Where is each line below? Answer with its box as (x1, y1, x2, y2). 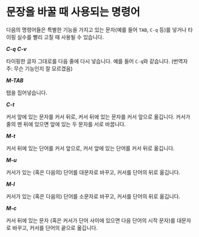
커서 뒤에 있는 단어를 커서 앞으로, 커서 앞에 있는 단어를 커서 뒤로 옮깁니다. (6, 145, 175, 152)
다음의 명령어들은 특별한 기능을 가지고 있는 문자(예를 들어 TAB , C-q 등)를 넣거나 (6, 26, 187, 33)
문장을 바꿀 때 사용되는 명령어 (6, 5, 140, 19)
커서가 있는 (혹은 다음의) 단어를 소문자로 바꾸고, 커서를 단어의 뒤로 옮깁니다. (6, 193, 181, 200)
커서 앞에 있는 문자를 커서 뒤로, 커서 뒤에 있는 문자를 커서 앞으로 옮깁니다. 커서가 (6, 113, 191, 120)
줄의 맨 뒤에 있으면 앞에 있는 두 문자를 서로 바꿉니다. (6, 120, 126, 127)
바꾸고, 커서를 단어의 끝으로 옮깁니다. (12, 224, 98, 231)
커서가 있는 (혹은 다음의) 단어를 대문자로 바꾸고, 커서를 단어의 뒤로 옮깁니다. (6, 168, 181, 175)
